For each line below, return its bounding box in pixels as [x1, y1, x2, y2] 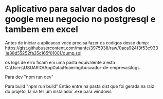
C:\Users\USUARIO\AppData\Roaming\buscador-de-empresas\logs [5, 64, 140, 71]
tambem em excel [5, 24, 79, 35]
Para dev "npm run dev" [5, 74, 54, 80]
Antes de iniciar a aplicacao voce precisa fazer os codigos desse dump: [5, 40, 149, 45]
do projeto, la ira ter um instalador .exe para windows [5, 88, 112, 94]
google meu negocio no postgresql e [5, 14, 156, 25]
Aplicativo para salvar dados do [5, 3, 136, 14]
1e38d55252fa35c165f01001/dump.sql [5, 50, 82, 56]
